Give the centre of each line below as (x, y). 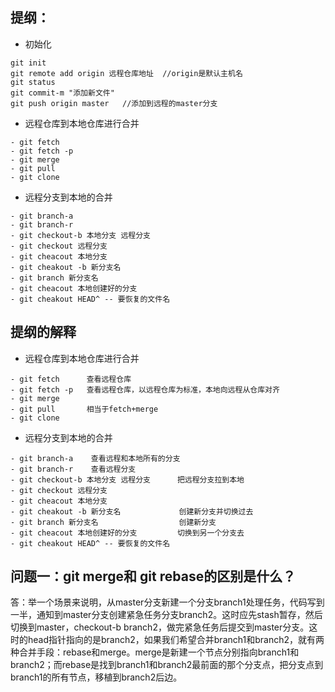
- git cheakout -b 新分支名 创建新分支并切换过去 (132, 511)
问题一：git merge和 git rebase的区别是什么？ (153, 576)
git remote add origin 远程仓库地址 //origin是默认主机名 (126, 73)
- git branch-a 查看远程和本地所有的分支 (95, 458)
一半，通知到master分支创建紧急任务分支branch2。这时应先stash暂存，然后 (166, 615)
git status (33, 82)
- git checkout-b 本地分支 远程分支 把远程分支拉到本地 (127, 479)
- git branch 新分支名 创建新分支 (113, 522)
